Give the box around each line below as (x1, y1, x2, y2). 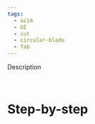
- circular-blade (13, 37, 65, 44)
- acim (13, 17, 33, 24)
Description (7, 63, 41, 71)
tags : (7, 10, 23, 18)
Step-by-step (7, 101, 89, 118)
